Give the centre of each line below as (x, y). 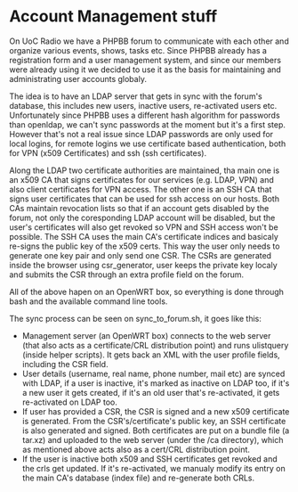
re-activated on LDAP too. (69, 402)
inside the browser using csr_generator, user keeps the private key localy (143, 265)
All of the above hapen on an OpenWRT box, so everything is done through (147, 291)
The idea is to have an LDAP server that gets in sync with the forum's (136, 96)
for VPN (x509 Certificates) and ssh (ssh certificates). (108, 152)
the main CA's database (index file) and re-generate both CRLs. (138, 478)
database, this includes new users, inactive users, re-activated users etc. (143, 105)
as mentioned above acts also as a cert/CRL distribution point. (136, 449)
